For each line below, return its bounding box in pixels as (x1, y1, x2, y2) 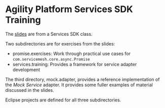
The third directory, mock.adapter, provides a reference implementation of (5, 76, 160, 82)
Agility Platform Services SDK (5, 4, 133, 15)
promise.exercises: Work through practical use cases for (12, 50, 131, 57)
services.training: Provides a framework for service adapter (12, 61, 137, 67)
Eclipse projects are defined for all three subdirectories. (5, 97, 121, 103)
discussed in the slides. (5, 87, 54, 93)
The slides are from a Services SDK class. (5, 31, 93, 37)
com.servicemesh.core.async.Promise (12, 57, 90, 62)
